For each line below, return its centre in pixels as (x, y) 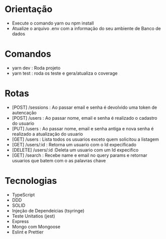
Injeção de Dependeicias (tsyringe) (48, 210)
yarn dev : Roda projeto (36, 68)
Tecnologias (31, 181)
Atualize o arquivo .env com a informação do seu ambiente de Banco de (86, 28)
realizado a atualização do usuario (47, 134)
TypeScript (23, 194)
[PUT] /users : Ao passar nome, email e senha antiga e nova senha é (83, 128)
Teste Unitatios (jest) (34, 216)
